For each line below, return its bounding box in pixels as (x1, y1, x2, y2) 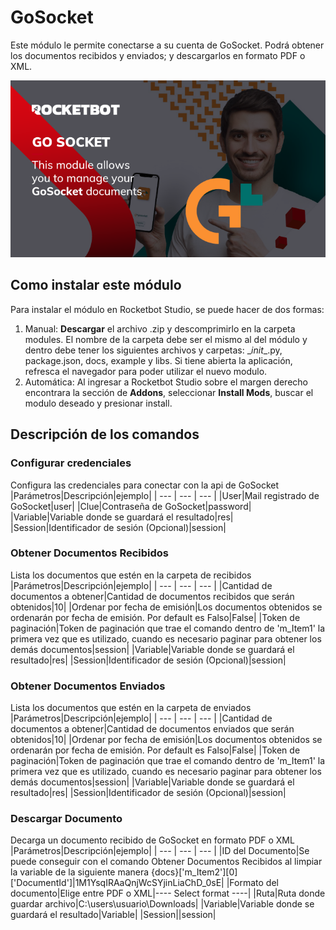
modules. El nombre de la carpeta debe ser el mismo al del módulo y (24, 333, 308, 345)
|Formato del (226, 877, 279, 889)
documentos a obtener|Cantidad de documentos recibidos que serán (10, 590, 295, 602)
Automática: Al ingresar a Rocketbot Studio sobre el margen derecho (24, 376, 308, 388)
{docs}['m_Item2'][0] (151, 866, 238, 878)
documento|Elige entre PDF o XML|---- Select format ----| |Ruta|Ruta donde (10, 887, 326, 900)
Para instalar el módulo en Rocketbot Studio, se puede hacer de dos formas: (10, 303, 325, 315)
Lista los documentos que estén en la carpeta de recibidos (10, 569, 252, 581)
